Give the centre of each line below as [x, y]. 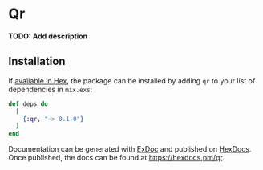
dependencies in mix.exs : [51, 89]
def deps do [28, 104]
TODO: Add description [48, 36]
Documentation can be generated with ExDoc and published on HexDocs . [130, 149]
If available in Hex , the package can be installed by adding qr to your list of [132, 80]
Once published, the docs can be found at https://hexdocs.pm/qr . [116, 158]
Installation [37, 61]
